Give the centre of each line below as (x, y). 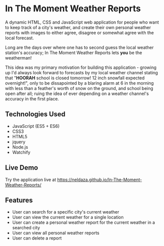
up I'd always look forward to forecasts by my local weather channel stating (82, 72)
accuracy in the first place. (32, 98)
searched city (26, 228)
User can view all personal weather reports (56, 233)
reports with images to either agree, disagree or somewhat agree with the (80, 32)
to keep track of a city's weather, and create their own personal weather (78, 27)
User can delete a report (37, 238)
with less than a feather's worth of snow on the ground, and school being (79, 88)
